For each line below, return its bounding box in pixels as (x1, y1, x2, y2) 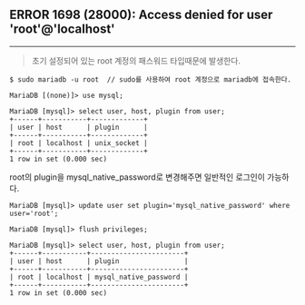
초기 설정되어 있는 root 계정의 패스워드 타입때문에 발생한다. (31, 54, 241, 66)
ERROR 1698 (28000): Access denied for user (9, 7, 273, 23)
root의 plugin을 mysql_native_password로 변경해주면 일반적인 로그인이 (9, 172, 266, 182)
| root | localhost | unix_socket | (9, 138, 148, 148)
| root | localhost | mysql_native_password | (9, 272, 189, 281)
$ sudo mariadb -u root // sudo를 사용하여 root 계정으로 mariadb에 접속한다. (9, 74, 292, 84)
